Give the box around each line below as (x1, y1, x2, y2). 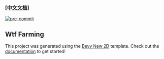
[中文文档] (5, 4, 30, 11)
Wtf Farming (5, 30, 44, 38)
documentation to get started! (5, 48, 66, 55)
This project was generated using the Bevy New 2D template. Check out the (5, 43, 159, 49)
